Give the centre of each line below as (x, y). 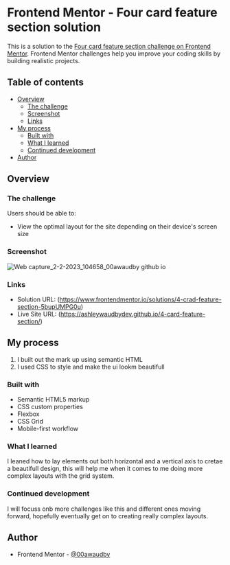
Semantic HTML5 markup (53, 400)
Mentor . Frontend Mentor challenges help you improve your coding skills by (114, 54)
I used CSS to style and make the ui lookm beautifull (91, 367)
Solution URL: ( (38, 299)
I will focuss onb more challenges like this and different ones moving (104, 509)
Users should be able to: (42, 214)
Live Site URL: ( (39, 314)
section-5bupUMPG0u (49, 307)
